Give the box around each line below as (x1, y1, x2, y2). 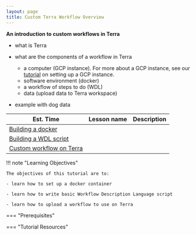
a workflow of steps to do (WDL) (23, 83, 103, 90)
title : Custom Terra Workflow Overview (6, 14, 104, 20)
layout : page (6, 8, 38, 15)
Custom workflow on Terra (9, 144, 83, 152)
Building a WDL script (9, 134, 69, 143)
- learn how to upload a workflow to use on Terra (6, 201, 133, 207)
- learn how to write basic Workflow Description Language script (6, 191, 173, 197)
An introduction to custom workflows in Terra (6, 30, 120, 37)
